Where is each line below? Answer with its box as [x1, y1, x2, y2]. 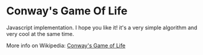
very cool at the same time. [6, 30, 75, 37]
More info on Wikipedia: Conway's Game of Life [6, 42, 126, 49]
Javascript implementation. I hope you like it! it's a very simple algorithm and [6, 24, 198, 31]
